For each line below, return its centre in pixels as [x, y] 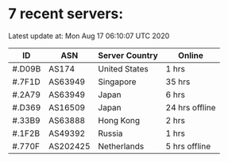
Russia [110, 133]
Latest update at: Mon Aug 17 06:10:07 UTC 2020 [89, 36]
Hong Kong [119, 120]
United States [123, 68]
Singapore [117, 82]
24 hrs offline [191, 107]
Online [191, 55]
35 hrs [178, 82]
